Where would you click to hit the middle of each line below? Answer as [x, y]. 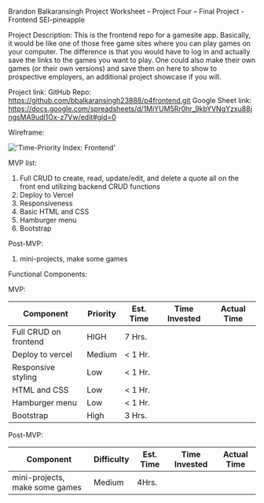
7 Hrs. [136, 337]
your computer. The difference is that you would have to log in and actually [129, 52]
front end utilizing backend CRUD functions [90, 187]
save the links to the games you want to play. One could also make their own [132, 60]
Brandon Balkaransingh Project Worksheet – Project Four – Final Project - [126, 11]
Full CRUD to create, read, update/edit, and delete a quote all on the [129, 178]
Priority [102, 314]
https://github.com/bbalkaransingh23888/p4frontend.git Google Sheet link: [130, 100]
